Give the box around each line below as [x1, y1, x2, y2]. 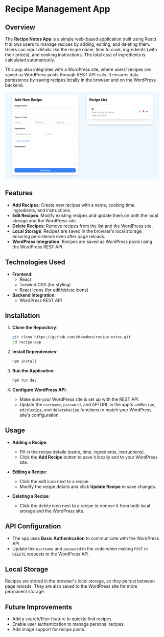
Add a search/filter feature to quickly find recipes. [12, 616, 113, 622]
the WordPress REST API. [12, 243, 64, 249]
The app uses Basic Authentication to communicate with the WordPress [12, 535, 159, 541]
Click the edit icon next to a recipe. [19, 478, 90, 484]
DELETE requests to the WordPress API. [12, 551, 90, 557]
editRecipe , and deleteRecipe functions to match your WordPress [19, 407, 152, 413]
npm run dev [12, 378, 37, 383]
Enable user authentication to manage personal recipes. [12, 621, 125, 627]
